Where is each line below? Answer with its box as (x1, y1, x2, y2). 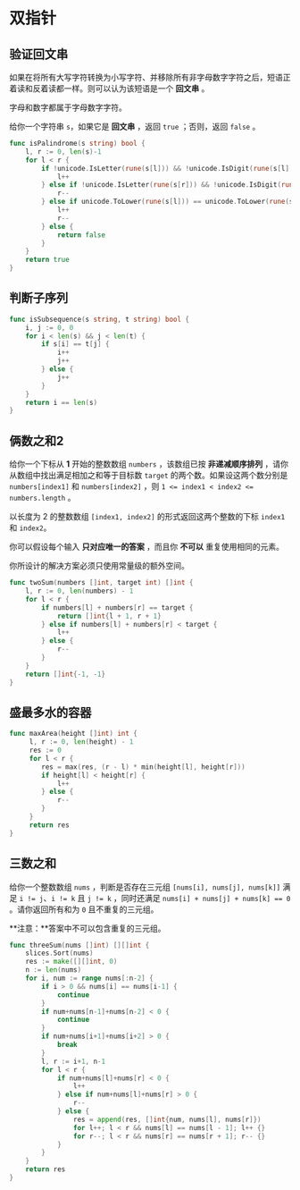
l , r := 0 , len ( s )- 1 (25, 147, 102, 156)
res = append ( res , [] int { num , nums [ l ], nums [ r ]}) (72, 1115, 262, 1124)
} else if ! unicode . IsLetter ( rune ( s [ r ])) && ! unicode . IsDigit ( (41, 181, 282, 190)
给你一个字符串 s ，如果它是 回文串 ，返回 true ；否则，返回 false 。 (9, 122, 261, 131)
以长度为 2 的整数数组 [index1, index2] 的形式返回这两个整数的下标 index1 (9, 511, 286, 522)
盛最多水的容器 (9, 705, 92, 720)
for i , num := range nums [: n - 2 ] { (25, 974, 154, 983)
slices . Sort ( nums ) (25, 949, 94, 958)
